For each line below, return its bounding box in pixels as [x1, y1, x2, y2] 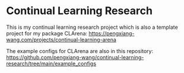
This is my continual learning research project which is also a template [6, 24, 178, 31]
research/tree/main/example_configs [6, 60, 97, 67]
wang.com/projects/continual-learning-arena [6, 36, 117, 43]
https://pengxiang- [88, 29, 135, 36]
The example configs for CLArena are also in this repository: [6, 47, 154, 54]
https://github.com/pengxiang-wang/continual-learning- [6, 54, 144, 61]
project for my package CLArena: [6, 29, 88, 36]
